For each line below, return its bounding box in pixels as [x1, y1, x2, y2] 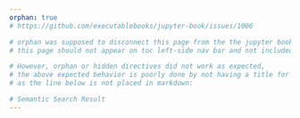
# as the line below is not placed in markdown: [9, 79, 194, 88]
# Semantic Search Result [9, 95, 105, 104]
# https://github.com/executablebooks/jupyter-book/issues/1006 [9, 21, 254, 30]
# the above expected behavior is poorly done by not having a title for [9, 71, 290, 80]
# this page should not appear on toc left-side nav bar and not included [9, 46, 294, 55]
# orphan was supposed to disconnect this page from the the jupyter [9, 38, 274, 46]
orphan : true [9, 13, 58, 22]
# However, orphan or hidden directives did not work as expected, [9, 62, 266, 72]
